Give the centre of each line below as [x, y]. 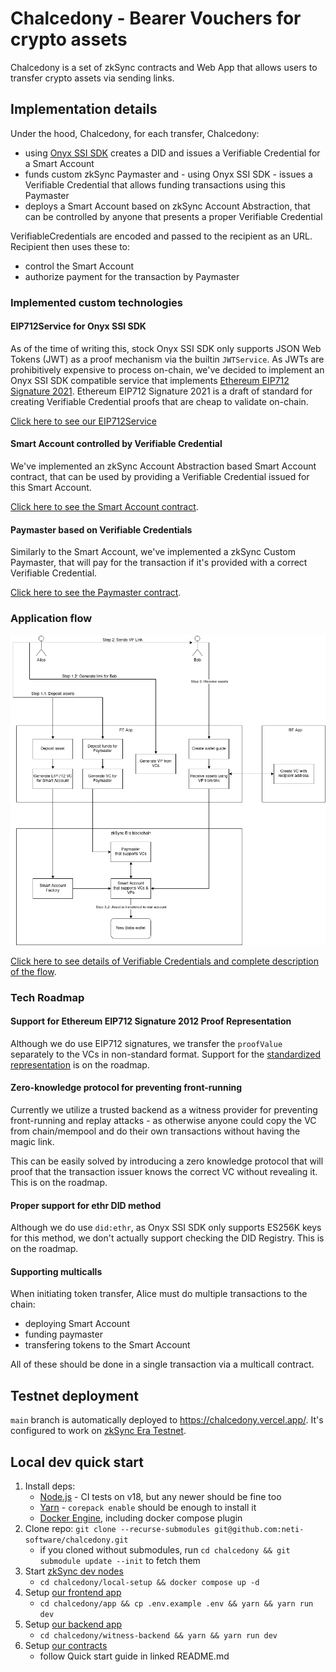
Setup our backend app [73, 1624]
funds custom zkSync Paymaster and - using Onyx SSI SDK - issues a [168, 174]
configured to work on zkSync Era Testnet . [98, 1431]
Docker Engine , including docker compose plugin [141, 1518]
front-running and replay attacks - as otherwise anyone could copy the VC [163, 1120]
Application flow [51, 619]
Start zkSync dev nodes [74, 1571]
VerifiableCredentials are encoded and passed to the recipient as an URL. [161, 236]
